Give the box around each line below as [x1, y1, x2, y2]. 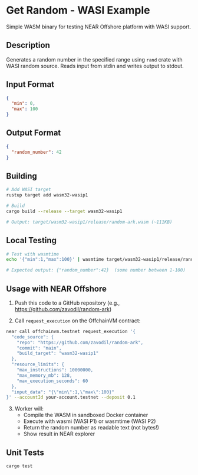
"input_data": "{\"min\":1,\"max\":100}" [11, 389, 115, 395]
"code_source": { [11, 334, 54, 340]
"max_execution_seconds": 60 [16, 378, 88, 384]
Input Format [6, 79, 55, 89]
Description [6, 40, 50, 50]
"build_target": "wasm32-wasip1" [16, 350, 99, 357]
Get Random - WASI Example [6, 4, 150, 17]
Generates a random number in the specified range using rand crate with [6, 56, 183, 63]
